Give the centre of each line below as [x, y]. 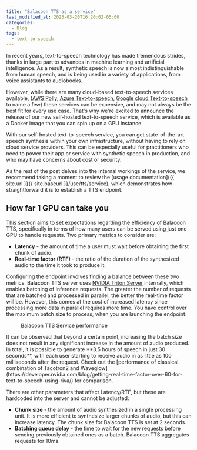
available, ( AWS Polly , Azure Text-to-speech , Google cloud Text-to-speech [97, 98]
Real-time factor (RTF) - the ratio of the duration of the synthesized [97, 259]
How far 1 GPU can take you [57, 209]
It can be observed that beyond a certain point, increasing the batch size [94, 336]
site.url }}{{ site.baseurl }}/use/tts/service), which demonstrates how [89, 184]
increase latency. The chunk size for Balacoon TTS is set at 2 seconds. [100, 422]
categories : [21, 22]
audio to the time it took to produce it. [60, 265]
